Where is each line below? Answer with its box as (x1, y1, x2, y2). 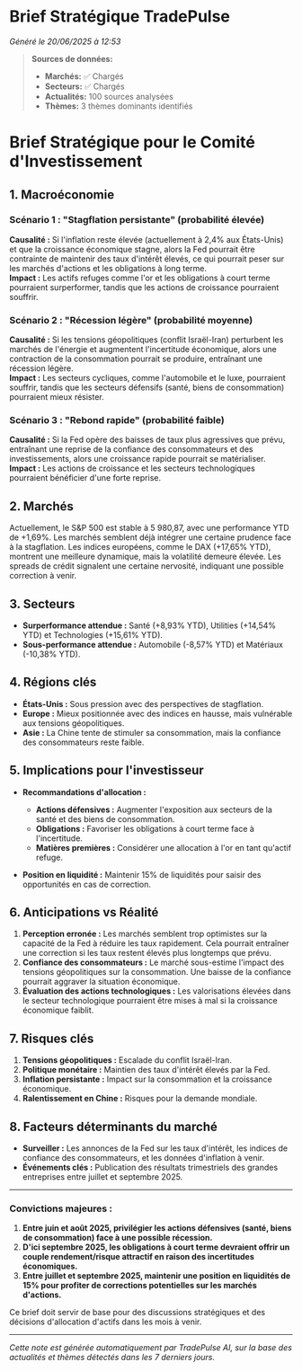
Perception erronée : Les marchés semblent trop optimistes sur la (22, 928, 268, 940)
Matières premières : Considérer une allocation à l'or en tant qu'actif (35, 842, 292, 853)
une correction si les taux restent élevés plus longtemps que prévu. (22, 948, 272, 959)
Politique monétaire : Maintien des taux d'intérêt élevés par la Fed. (22, 1065, 271, 1075)
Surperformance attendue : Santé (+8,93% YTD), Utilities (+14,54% (22, 620, 277, 631)
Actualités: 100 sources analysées (44, 91, 173, 102)
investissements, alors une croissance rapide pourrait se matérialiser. (9, 454, 266, 464)
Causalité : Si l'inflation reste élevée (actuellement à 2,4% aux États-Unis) (9, 234, 284, 244)
